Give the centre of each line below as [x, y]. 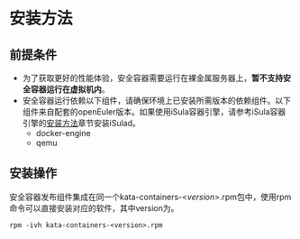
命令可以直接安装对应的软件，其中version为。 [94, 207]
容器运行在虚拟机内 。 [70, 89]
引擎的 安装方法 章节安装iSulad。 [82, 123]
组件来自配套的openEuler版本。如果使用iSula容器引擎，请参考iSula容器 [154, 112]
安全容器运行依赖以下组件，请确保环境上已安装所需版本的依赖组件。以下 [156, 101]
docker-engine [64, 133]
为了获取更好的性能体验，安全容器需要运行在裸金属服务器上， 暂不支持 [153, 78]
